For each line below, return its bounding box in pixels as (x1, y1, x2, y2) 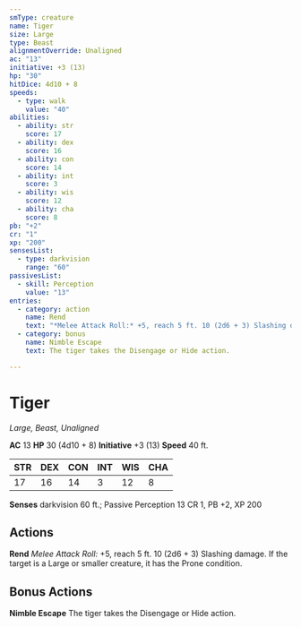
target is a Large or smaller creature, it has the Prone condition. (9, 558, 243, 569)
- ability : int (17, 171, 74, 180)
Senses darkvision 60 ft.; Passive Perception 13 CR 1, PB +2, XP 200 (9, 499, 262, 510)
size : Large (9, 30, 54, 39)
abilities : (9, 113, 50, 122)
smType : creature (9, 13, 74, 22)
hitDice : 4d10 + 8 (9, 80, 78, 89)
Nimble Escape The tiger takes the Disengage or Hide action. (9, 608, 236, 619)
